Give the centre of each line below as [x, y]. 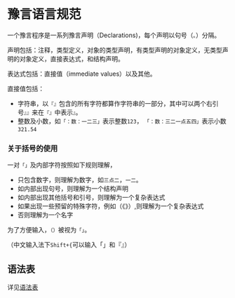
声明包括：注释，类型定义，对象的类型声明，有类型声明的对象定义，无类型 [115, 50]
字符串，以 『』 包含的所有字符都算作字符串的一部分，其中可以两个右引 [118, 103]
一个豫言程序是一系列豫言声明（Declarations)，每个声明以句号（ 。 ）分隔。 [114, 35]
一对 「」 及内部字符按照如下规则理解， [62, 165]
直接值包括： [26, 88]
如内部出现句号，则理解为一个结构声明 [73, 189]
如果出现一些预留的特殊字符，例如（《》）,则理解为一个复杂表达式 [110, 206]
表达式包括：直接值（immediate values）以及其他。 [82, 74]
